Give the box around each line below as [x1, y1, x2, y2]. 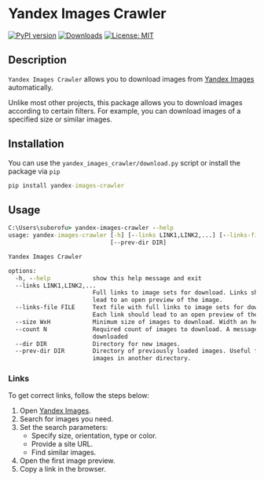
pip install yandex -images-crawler [8, 181, 125, 189]
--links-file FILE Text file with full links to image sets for [15, 304, 244, 312]
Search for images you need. [19, 414, 114, 424]
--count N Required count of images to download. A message [15, 325, 258, 333]
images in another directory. [92, 355, 192, 363]
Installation [8, 137, 64, 151]
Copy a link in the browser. [19, 465, 106, 474]
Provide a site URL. [31, 439, 93, 449]
